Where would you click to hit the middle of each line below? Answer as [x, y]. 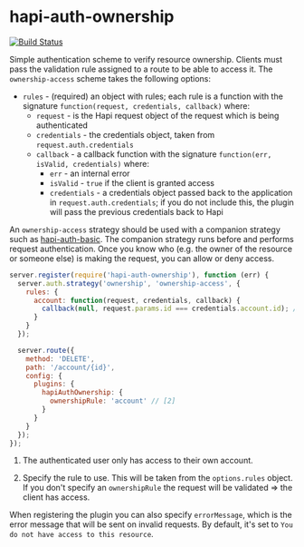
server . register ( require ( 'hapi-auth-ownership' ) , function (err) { [139, 275]
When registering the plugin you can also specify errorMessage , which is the [151, 515]
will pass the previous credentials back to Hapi [136, 211]
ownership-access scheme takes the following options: [110, 78]
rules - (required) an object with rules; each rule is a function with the [152, 96]
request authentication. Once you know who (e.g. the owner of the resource [151, 249]
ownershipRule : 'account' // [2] [113, 401]
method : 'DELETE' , [60, 359]
